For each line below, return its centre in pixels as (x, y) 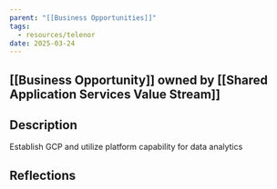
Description (43, 125)
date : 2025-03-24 (42, 43)
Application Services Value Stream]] (115, 94)
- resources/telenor (56, 35)
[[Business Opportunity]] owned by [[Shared (139, 80)
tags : (20, 26)
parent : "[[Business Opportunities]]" (83, 18)
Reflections (43, 175)
